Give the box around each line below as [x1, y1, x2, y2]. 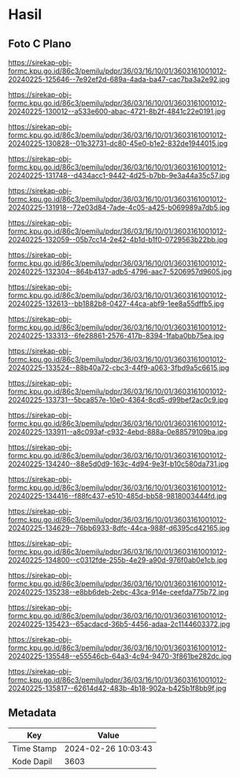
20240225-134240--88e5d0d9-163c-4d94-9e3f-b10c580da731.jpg [8, 459, 230, 469]
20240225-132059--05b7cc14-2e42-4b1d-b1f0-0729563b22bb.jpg [8, 235, 228, 244]
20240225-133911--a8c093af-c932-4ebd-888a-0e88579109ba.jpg [8, 428, 228, 436]
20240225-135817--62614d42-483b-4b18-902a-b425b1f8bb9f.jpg [8, 684, 227, 693]
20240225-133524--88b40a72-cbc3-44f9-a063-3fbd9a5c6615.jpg [8, 363, 230, 372]
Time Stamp [12, 743, 57, 754]
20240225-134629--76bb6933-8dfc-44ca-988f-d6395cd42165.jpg [8, 523, 230, 532]
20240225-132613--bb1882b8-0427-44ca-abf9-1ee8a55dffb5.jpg [8, 299, 224, 308]
